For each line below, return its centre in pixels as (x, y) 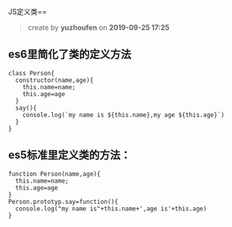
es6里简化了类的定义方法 (70, 54)
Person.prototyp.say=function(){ (63, 202)
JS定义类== (28, 12)
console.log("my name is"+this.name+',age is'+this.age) (111, 209)
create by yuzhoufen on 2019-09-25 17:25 (99, 27)
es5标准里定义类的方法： (70, 155)
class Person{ (32, 73)
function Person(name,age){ (55, 174)
